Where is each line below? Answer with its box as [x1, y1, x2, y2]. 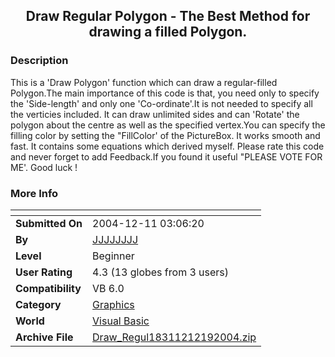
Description [10, 54, 69, 68]
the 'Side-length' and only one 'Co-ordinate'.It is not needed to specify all [10, 97, 313, 109]
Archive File [15, 330, 74, 344]
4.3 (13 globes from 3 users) [92, 265, 230, 279]
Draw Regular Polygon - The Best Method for [25, 8, 311, 25]
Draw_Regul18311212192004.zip [92, 330, 257, 344]
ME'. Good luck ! [10, 161, 78, 173]
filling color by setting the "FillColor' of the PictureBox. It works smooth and [10, 129, 321, 141]
